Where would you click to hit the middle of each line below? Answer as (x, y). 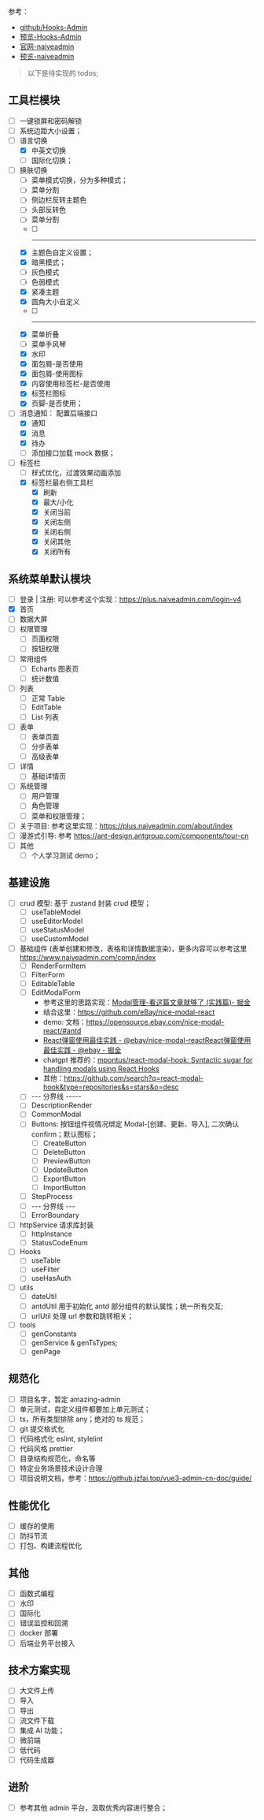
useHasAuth (51, 1278)
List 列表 (45, 716)
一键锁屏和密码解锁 (51, 121)
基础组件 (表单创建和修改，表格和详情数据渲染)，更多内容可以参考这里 (133, 948)
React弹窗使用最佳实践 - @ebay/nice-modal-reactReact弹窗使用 (147, 1040)
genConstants (54, 1334)
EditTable (46, 707)
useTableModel (56, 912)
